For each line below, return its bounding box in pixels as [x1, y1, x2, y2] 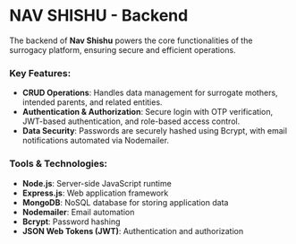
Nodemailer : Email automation [21, 206, 135, 217]
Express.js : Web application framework [21, 187, 169, 198]
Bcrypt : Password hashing [21, 216, 121, 227]
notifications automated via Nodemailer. [21, 135, 170, 146]
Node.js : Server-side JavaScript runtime [21, 178, 172, 188]
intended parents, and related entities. [21, 97, 163, 108]
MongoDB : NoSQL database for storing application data [21, 196, 229, 207]
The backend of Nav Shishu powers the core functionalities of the [9, 35, 253, 46]
